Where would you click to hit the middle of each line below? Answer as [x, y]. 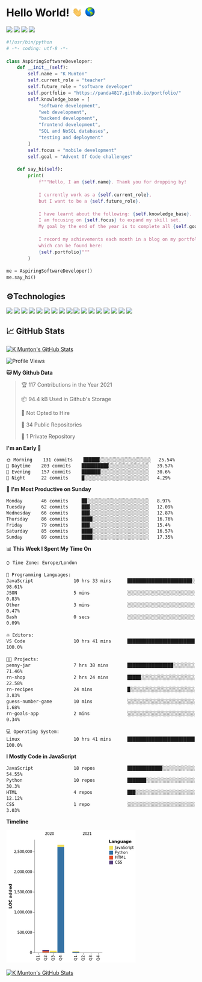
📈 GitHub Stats [35, 331]
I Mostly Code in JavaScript [41, 756]
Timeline [17, 822]
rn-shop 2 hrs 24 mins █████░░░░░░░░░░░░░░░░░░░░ [101, 677]
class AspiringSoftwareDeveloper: [50, 61]
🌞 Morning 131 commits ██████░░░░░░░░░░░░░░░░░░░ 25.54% [91, 460]
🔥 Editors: [20, 635]
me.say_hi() [21, 277]
